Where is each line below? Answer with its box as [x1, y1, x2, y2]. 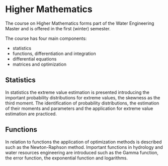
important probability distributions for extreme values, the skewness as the [5, 94, 160, 100]
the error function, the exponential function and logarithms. [5, 155, 128, 161]
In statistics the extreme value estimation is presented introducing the [5, 89, 150, 95]
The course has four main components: [5, 35, 87, 41]
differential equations [12, 56, 57, 62]
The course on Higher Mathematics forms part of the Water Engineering [5, 20, 154, 26]
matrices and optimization [12, 61, 67, 67]
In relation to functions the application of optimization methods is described [5, 139, 162, 145]
